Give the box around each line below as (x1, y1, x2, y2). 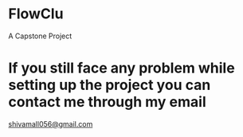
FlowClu (8, 5, 64, 23)
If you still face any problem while (8, 59, 235, 77)
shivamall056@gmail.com (8, 119, 93, 128)
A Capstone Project (8, 31, 73, 41)
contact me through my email (8, 93, 207, 112)
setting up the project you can (8, 76, 211, 94)
